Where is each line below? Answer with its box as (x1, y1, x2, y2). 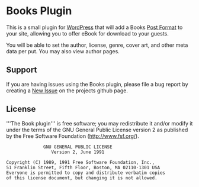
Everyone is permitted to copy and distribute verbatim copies (6, 170, 166, 176)
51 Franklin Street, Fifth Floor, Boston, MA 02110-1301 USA (6, 165, 161, 170)
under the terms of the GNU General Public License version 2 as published (6, 126, 188, 133)
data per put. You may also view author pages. (6, 47, 120, 54)
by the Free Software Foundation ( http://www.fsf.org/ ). (6, 132, 139, 140)
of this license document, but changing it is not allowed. (6, 175, 158, 181)
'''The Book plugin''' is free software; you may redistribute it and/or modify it (6, 120, 193, 127)
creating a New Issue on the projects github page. (6, 87, 129, 94)
